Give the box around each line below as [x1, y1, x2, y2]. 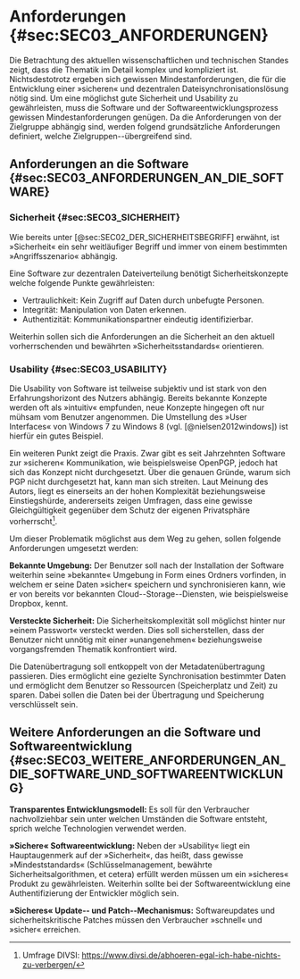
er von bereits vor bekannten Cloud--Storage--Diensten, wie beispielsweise [9, 588, 288, 599]
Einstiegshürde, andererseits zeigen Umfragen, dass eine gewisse [9, 495, 253, 506]
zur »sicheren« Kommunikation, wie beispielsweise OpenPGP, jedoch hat [9, 457, 279, 468]
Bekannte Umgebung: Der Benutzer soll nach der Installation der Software [9, 560, 284, 571]
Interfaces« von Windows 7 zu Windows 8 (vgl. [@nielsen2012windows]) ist [9, 421, 288, 431]
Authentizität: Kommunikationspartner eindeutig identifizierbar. [21, 314, 254, 324]
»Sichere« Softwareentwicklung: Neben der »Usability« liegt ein [9, 841, 251, 851]
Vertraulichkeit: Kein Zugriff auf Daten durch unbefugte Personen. [21, 295, 265, 305]
